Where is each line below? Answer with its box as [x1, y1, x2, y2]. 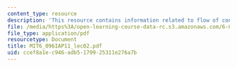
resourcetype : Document [7, 36, 78, 43]
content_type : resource [7, 10, 78, 17]
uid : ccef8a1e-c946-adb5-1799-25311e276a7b [7, 50, 138, 57]
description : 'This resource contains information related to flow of [7, 17, 219, 24]
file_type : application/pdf [7, 29, 90, 37]
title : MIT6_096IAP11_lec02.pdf [7, 43, 102, 50]
